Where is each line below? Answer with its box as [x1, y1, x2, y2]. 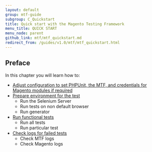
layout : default [5, 7, 39, 13]
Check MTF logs [20, 135, 54, 141]
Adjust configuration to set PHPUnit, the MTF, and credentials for [12, 82, 147, 88]
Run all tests [20, 119, 46, 125]
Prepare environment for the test [12, 93, 80, 99]
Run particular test [20, 124, 59, 131]
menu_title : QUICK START [5, 26, 57, 31]
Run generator [20, 109, 50, 115]
